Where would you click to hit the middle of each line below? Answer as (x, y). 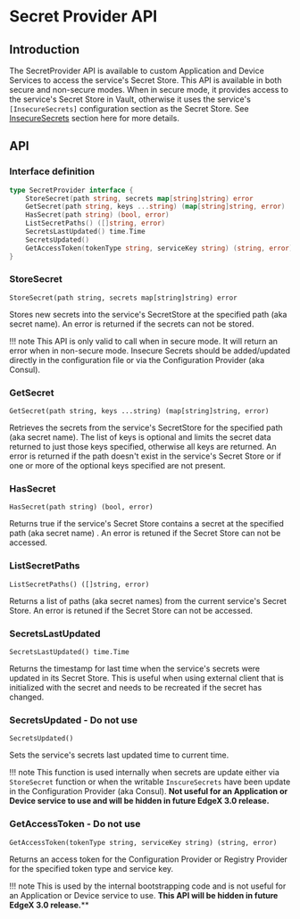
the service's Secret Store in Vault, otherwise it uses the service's (130, 99)
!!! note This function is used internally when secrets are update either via (144, 773)
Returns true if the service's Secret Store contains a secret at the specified (146, 524)
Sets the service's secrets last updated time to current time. (119, 755)
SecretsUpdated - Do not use (74, 720)
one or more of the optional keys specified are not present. (117, 466)
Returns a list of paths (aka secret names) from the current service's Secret (148, 600)
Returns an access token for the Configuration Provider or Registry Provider (149, 859)
